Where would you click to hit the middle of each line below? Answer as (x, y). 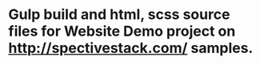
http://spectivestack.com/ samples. (131, 48)
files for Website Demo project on (122, 31)
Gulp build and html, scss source (119, 15)
